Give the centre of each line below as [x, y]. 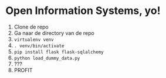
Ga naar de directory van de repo [54, 33]
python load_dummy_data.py [47, 58]
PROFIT [23, 70]
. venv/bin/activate [39, 46]
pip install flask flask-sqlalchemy [59, 52]
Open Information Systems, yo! [83, 11]
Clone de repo [31, 27]
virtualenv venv [34, 40]
